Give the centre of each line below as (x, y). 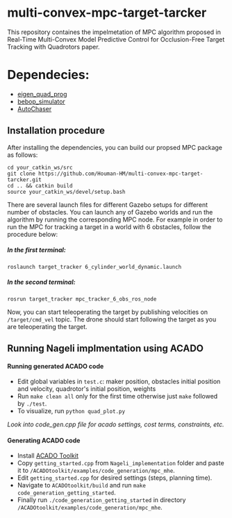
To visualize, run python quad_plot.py (71, 411)
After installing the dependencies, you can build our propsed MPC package (115, 147)
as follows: (23, 155)
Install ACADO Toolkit (48, 456)
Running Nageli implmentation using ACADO (105, 349)
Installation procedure (56, 131)
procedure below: (32, 234)
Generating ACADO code (44, 440)
